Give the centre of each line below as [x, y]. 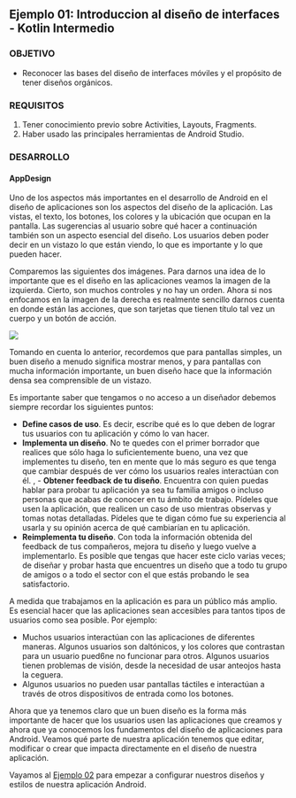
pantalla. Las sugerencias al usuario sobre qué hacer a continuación [133, 226]
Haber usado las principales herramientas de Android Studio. [133, 134]
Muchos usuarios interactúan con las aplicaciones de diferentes [138, 638]
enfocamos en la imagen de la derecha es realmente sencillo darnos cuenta [147, 299]
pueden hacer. [35, 254]
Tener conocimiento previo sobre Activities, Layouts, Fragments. [139, 124]
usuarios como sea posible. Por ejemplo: [83, 620]
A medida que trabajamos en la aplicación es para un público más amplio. [144, 601]
